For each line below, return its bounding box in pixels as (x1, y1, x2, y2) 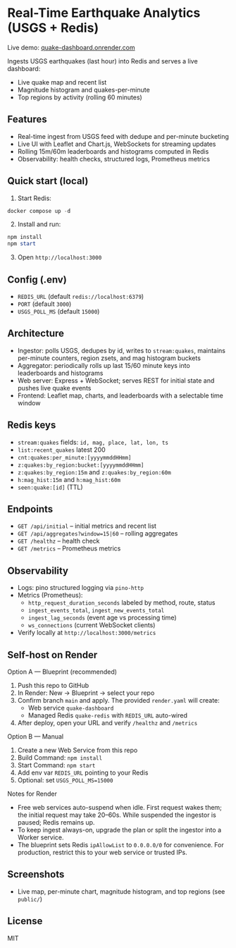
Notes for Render (7, 789, 58, 798)
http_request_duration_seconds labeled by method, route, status (27, 598, 216, 607)
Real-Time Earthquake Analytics (7, 5, 201, 21)
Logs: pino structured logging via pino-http (17, 584, 144, 592)
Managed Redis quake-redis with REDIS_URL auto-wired (27, 711, 188, 720)
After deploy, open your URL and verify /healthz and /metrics (17, 719, 198, 727)
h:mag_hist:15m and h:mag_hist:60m (17, 475, 121, 484)
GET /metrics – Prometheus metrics (17, 544, 121, 553)
